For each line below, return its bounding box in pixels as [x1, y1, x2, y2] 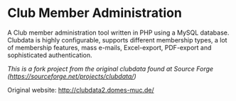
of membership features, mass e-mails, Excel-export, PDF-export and [7, 43, 212, 52]
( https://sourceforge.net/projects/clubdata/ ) [7, 72, 136, 81]
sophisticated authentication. [7, 51, 92, 59]
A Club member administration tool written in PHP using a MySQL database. [7, 28, 230, 37]
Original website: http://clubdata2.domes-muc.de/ [7, 85, 154, 94]
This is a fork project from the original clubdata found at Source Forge [7, 64, 214, 73]
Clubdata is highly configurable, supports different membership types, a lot [7, 35, 227, 44]
